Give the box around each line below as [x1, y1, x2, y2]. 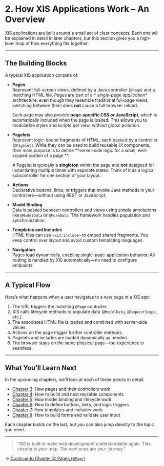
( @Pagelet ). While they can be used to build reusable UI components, [12, 142, 151, 148]
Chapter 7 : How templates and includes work [12, 407, 103, 413]
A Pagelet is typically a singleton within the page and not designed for [12, 162, 155, 168]
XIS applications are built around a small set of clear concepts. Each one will [5, 30, 159, 36]
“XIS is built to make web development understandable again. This [17, 441, 151, 447]
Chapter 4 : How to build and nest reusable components [12, 391, 124, 397]
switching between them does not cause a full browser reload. [12, 102, 138, 108]
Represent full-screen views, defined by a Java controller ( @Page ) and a [12, 87, 155, 92]
